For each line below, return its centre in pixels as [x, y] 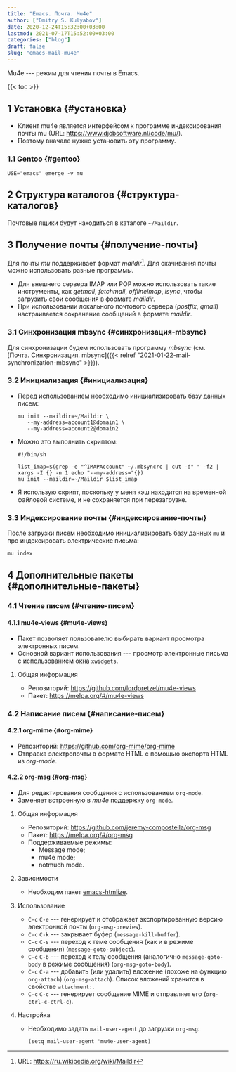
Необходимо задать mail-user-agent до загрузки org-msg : [114, 1028]
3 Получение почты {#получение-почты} [103, 245]
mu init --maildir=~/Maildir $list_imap [77, 479]
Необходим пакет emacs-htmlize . [78, 892]
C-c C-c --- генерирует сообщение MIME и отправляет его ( [117, 994]
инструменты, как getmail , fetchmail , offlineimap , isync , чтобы [110, 292]
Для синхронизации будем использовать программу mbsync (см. [106, 347]
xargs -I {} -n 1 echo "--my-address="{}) [80, 473]
